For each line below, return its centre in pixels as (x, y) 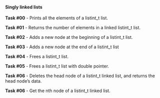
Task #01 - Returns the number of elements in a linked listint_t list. (73, 28)
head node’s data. (23, 81)
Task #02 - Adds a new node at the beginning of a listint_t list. (69, 37)
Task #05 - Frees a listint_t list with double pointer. (57, 66)
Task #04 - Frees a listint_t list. (37, 57)
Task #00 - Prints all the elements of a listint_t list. (57, 18)
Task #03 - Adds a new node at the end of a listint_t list (62, 47)
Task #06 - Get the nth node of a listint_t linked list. (58, 91)
